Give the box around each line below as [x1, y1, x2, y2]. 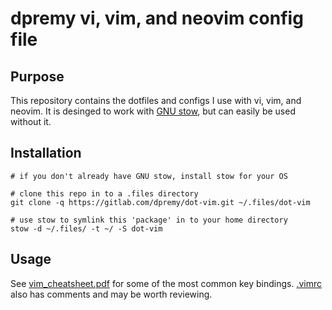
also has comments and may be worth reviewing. [10, 288, 213, 300]
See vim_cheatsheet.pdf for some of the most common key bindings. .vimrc [10, 277, 323, 289]
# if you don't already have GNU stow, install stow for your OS [10, 171, 288, 181]
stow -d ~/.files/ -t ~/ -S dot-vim [10, 223, 163, 234]
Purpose [10, 68, 65, 85]
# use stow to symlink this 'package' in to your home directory [10, 215, 288, 225]
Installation [10, 145, 82, 162]
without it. [10, 116, 52, 127]
